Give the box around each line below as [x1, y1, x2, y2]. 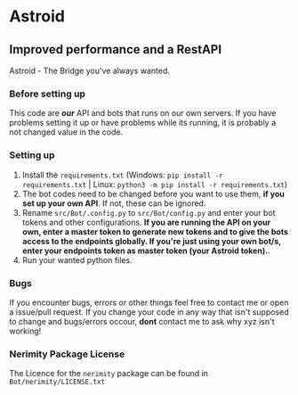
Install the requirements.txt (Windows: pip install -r [21, 169, 224, 180]
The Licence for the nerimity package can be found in [9, 368, 209, 379]
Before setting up [9, 87, 86, 100]
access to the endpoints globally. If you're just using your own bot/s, [21, 235, 282, 246]
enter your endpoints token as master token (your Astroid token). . [21, 245, 270, 256]
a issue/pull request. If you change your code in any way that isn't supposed [9, 306, 289, 317]
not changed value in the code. [9, 127, 123, 137]
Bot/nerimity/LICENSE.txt [9, 377, 105, 387]
